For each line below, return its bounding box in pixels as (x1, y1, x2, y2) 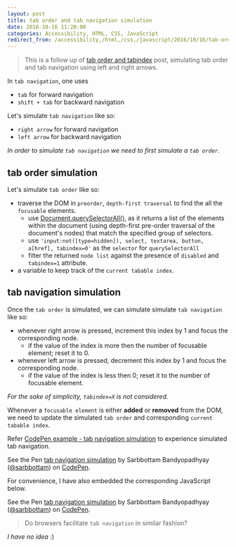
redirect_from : (7, 37, 52, 44)
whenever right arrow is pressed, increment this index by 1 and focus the (17, 326, 228, 335)
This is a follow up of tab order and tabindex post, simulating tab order (24, 56, 228, 64)
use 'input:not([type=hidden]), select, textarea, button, (27, 236, 204, 245)
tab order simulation (7, 167, 98, 179)
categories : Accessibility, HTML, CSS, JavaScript (7, 30, 159, 37)
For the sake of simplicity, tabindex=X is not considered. (7, 392, 169, 401)
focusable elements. (17, 206, 77, 214)
